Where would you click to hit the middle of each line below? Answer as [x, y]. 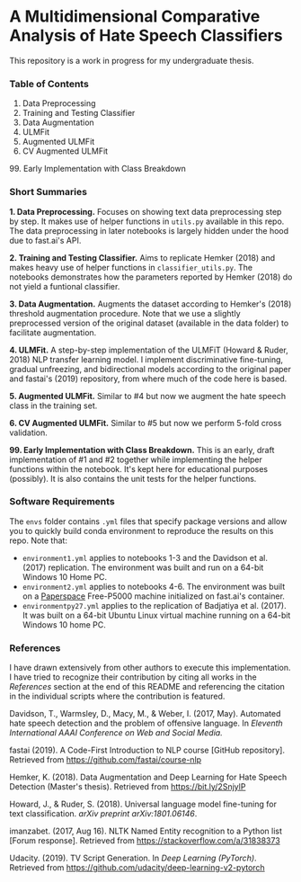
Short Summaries [49, 192]
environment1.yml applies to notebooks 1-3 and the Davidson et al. [145, 557]
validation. [28, 432]
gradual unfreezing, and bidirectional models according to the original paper [150, 369]
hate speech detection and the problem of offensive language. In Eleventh [146, 723]
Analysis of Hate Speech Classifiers [146, 36]
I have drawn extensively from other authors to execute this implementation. [150, 668]
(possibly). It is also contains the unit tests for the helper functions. [133, 478]
